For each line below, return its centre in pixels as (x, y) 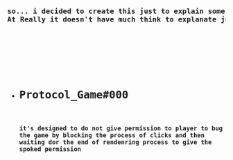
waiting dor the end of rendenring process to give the (115, 142)
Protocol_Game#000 (74, 95)
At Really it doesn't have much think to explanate (112, 19)
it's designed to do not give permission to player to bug (121, 128)
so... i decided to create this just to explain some (116, 11)
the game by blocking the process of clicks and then (112, 135)
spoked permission (50, 149)
